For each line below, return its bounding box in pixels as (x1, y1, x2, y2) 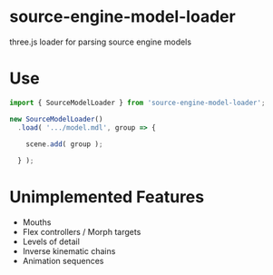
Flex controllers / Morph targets (22, 227, 141, 238)
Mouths (22, 217, 52, 228)
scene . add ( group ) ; (25, 140, 103, 149)
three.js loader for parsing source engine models (9, 36, 192, 47)
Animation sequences (22, 256, 104, 267)
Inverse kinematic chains (22, 246, 116, 257)
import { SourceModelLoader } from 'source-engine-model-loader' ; (9, 98, 266, 107)
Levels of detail (22, 236, 80, 247)
